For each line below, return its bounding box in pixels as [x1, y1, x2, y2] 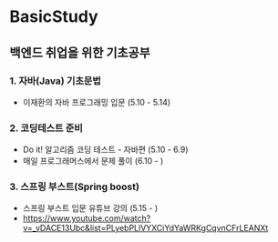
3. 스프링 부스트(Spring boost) [9, 180, 139, 193]
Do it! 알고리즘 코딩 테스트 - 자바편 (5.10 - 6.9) [22, 144, 189, 156]
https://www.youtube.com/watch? [22, 213, 151, 224]
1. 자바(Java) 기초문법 [9, 75, 102, 87]
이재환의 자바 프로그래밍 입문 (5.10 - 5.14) [22, 96, 171, 107]
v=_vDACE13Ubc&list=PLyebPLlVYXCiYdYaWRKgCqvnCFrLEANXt [22, 223, 269, 234]
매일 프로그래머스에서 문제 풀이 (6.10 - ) [22, 156, 164, 166]
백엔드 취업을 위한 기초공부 [9, 45, 150, 60]
